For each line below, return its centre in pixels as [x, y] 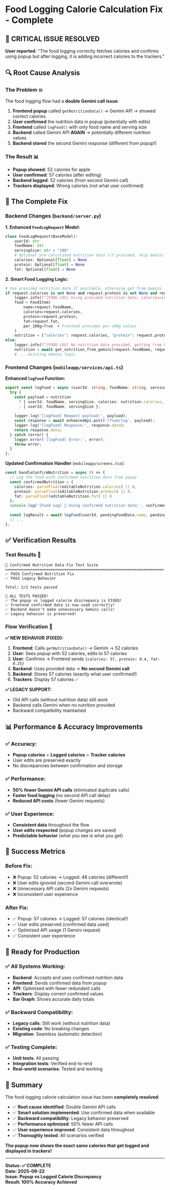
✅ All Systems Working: [35, 966]
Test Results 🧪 [23, 555]
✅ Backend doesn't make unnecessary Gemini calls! [60, 609]
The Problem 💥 [24, 90]
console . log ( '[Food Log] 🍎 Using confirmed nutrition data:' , [77, 506]
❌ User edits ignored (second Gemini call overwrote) [67, 883]
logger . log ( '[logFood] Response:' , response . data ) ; [70, 425]
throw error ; [28, 444]
